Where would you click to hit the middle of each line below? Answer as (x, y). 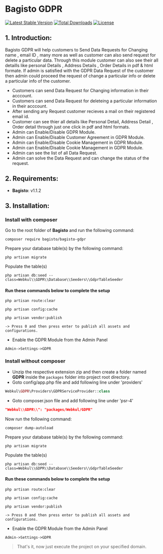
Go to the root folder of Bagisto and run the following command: (70, 231)
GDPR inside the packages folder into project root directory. (71, 377)
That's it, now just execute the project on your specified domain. (82, 546)
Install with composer (31, 220)
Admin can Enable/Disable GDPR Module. (54, 132)
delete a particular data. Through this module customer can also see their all (82, 60)
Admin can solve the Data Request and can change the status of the (81, 158)
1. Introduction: (29, 38)
